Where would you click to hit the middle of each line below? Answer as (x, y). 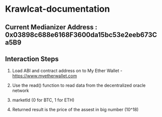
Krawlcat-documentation (58, 9)
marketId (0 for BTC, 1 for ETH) (43, 100)
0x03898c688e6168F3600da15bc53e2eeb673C (81, 35)
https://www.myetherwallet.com (45, 76)
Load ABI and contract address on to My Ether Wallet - (67, 71)
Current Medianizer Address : (51, 27)
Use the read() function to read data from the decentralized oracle (79, 85)
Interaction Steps (32, 59)
